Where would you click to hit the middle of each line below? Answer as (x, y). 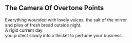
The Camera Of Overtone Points (55, 8)
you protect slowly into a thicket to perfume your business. (64, 35)
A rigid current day (24, 30)
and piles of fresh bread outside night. (43, 25)
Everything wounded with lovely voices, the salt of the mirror (66, 20)
